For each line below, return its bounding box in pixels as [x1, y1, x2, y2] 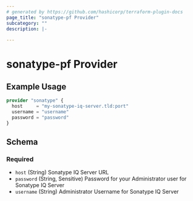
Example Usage [6, 81, 67, 91]
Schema [6, 137, 38, 147]
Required [6, 155, 34, 163]
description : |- [6, 25, 47, 32]
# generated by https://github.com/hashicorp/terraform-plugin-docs [6, 8, 183, 15]
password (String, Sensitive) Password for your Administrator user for [15, 175, 187, 182]
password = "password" [12, 114, 69, 120]
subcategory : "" [6, 20, 47, 26]
